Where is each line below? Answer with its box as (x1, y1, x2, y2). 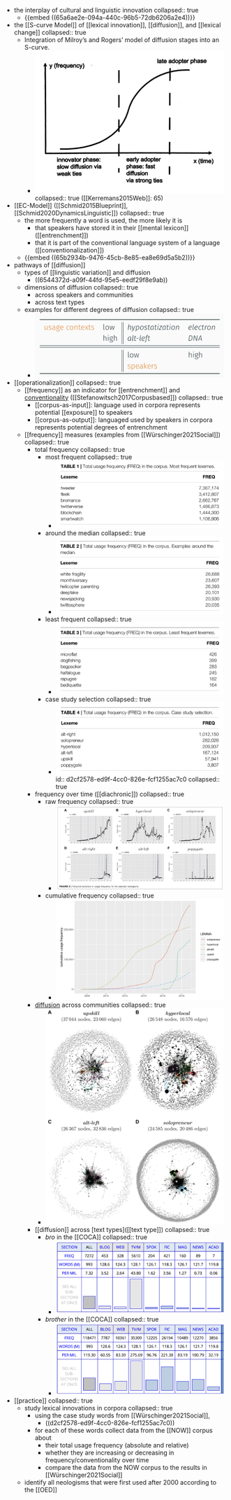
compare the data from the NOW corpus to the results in (45, 1463, 207, 1471)
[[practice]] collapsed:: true (13, 1396, 93, 1405)
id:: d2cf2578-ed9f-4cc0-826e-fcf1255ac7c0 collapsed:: (55, 774, 220, 783)
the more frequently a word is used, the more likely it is (24, 216, 183, 225)
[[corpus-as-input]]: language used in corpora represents (34, 400, 201, 409)
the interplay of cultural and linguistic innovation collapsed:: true (13, 6, 199, 14)
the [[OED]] (24, 1485, 58, 1494)
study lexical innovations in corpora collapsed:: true (24, 1403, 173, 1412)
